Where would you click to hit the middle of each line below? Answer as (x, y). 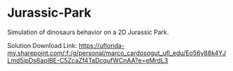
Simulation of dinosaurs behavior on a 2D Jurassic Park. (88, 32)
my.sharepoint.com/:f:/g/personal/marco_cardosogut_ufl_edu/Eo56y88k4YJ (116, 53)
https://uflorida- (101, 45)
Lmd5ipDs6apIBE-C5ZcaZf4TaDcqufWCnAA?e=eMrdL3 (88, 60)
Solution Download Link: (42, 45)
